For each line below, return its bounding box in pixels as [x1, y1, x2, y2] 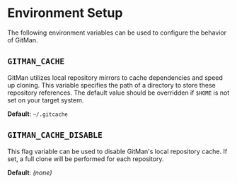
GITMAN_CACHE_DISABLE [7, 130, 103, 141]
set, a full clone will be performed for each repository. [7, 154, 164, 163]
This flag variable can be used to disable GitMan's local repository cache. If [7, 147, 228, 155]
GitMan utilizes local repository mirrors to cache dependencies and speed [7, 73, 223, 82]
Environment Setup [7, 5, 123, 21]
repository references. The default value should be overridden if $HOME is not [7, 88, 230, 97]
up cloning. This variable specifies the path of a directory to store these [7, 81, 216, 89]
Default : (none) [7, 168, 52, 177]
